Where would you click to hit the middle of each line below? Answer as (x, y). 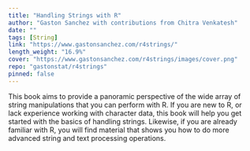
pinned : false (32, 74)
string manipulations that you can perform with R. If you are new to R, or (125, 105)
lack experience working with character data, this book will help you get (125, 113)
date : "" (22, 30)
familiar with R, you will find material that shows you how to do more (119, 130)
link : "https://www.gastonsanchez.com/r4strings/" (93, 45)
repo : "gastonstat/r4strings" (58, 67)
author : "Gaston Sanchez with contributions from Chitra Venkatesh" (123, 23)
